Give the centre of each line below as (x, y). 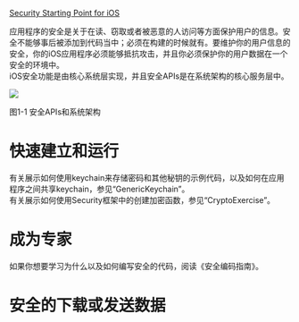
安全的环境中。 (37, 65)
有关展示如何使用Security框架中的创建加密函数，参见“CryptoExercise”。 (142, 199)
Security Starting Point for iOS (65, 13)
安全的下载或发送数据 (88, 305)
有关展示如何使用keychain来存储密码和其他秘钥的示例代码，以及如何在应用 (147, 177)
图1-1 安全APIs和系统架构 (55, 112)
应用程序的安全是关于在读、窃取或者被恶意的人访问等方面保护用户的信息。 (146, 31)
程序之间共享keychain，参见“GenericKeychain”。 (100, 189)
